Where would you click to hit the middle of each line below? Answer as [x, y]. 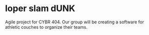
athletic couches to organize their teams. [46, 27]
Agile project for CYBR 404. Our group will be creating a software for [74, 22]
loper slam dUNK [40, 9]
